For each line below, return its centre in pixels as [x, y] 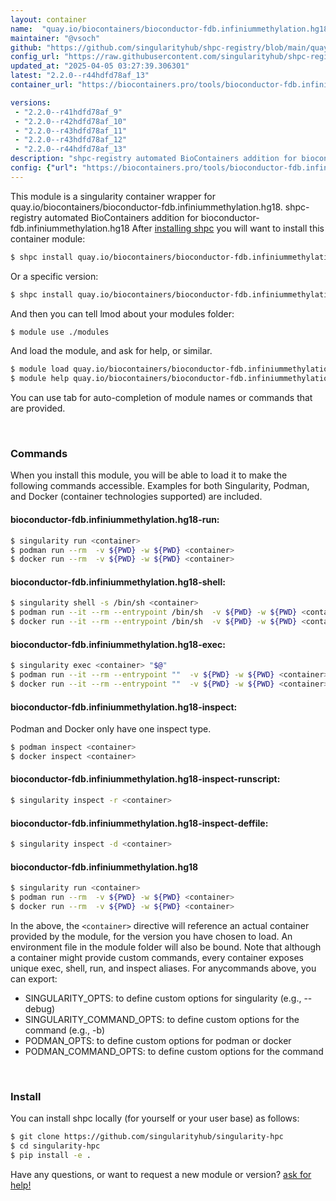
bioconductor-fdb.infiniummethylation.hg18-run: [115, 520]
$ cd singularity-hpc [55, 1146]
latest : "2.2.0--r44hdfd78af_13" [80, 76]
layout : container [48, 19]
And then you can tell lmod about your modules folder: [122, 313]
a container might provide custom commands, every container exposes [157, 957]
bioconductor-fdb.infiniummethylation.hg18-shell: [118, 582]
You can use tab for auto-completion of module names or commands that [161, 398]
